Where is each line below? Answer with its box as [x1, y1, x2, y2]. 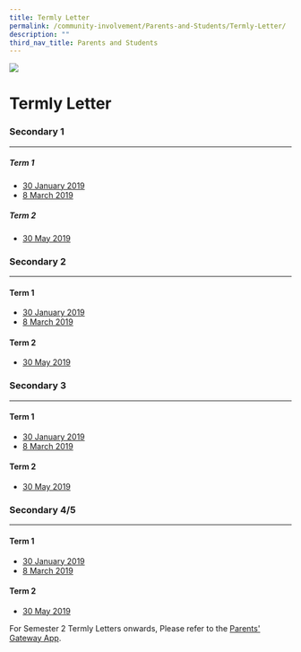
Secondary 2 [9, 255, 67, 267]
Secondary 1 [9, 126, 64, 138]
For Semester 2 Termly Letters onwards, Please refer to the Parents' [9, 622, 261, 633]
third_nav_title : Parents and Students [9, 38, 159, 48]
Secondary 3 [9, 379, 67, 392]
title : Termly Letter [9, 13, 90, 22]
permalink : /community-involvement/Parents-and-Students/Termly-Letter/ [9, 22, 287, 30]
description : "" [9, 30, 70, 39]
